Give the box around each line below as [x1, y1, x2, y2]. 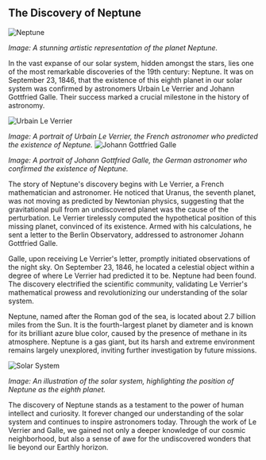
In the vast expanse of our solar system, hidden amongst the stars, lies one [8, 58, 254, 68]
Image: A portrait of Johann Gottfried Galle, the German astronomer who [8, 155, 248, 165]
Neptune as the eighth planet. [8, 384, 106, 394]
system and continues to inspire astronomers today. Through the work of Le [8, 417, 257, 427]
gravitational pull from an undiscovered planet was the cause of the [8, 205, 229, 214]
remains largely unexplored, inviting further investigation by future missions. [8, 345, 257, 355]
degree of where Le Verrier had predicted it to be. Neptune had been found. [8, 271, 256, 280]
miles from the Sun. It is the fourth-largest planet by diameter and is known [8, 320, 254, 329]
